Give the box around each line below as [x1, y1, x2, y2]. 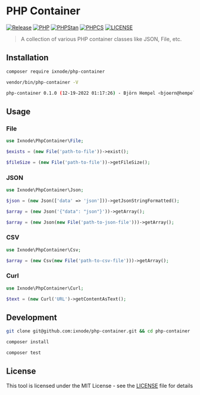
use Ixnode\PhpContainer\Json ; [6, 186, 84, 193]
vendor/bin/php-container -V [6, 79, 79, 85]
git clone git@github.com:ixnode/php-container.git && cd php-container [6, 328, 190, 334]
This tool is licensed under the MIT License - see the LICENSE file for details [6, 382, 193, 389]
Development [6, 312, 58, 322]
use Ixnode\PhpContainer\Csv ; [6, 247, 82, 253]
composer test [6, 350, 42, 356]
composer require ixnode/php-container [6, 69, 105, 74]
